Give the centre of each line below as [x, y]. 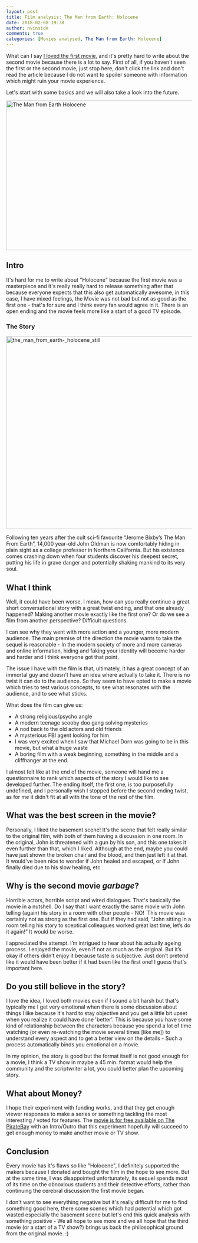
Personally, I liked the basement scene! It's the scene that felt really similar [97, 830]
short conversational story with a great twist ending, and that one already [95, 608]
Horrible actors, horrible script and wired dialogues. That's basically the [93, 900]
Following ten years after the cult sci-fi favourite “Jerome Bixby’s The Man [96, 537]
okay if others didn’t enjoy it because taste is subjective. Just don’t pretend [97, 955]
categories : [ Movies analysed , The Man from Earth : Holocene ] [84, 39]
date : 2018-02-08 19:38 [35, 22]
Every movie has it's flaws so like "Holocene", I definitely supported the [93, 1165]
